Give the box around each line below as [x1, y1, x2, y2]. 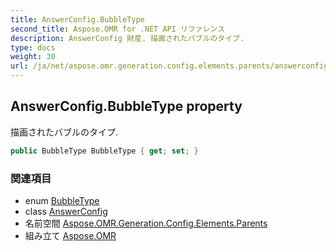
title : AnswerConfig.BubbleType [10, 14, 145, 25]
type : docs [10, 42, 56, 53]
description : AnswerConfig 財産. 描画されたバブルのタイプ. [10, 33, 245, 43]
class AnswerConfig [24, 205, 108, 217]
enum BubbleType [24, 194, 100, 206]
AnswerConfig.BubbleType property [10, 98, 243, 115]
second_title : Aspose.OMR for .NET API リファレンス [10, 24, 226, 34]
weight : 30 [10, 52, 56, 62]
